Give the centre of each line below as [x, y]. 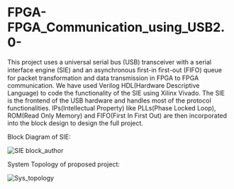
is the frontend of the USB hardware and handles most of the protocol [109, 101]
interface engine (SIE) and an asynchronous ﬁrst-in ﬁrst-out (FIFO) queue [115, 70]
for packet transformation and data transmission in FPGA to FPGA [103, 78]
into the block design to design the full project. [76, 123]
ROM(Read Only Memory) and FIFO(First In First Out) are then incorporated [117, 115]
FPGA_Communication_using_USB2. [116, 27]
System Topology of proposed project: [64, 164]
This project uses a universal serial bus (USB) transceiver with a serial [109, 62]
